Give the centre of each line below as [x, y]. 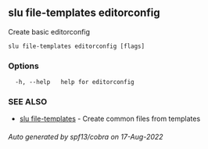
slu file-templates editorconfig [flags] [77, 46]
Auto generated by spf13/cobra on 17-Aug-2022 [86, 137]
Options [23, 66]
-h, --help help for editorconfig [75, 82]
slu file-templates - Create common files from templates [110, 119]
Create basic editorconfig [49, 31]
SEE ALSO [28, 102]
